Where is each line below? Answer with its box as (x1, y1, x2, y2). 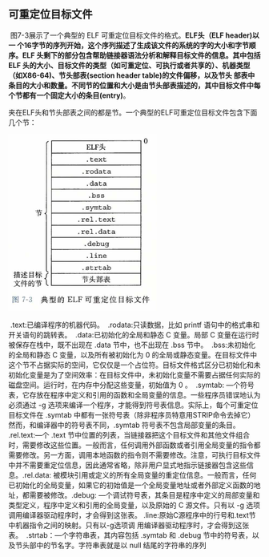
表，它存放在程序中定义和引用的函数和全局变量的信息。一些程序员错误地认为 (8, 389, 261, 399)
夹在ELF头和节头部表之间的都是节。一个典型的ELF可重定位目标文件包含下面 (8, 107, 258, 117)
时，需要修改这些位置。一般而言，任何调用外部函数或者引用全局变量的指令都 (8, 440, 261, 450)
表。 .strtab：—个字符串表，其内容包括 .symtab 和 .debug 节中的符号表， (8, 530, 253, 539)
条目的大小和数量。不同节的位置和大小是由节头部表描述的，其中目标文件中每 (8, 80, 261, 90)
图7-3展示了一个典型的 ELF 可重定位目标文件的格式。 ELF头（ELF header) (10, 30, 253, 40)
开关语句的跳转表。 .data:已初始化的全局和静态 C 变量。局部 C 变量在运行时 (8, 329, 260, 339)
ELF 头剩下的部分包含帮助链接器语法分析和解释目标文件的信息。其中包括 (22, 50, 261, 60)
